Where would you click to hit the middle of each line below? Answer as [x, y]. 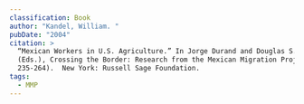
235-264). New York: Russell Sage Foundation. [109, 69]
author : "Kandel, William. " [64, 26]
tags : [19, 77]
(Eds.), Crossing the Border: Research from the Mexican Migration [147, 60]
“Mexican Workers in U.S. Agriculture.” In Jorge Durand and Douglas [151, 52]
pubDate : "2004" [40, 34]
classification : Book [50, 18]
